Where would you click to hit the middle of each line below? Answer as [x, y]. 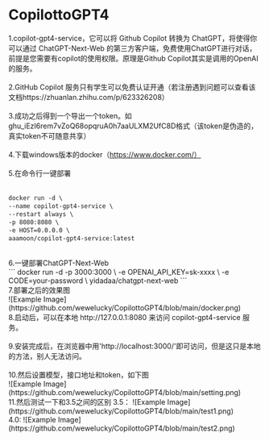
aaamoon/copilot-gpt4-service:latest [72, 238]
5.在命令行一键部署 [39, 173]
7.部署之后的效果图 [39, 290]
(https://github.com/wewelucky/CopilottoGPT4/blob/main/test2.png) [122, 428]
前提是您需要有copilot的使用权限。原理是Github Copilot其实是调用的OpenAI [134, 58]
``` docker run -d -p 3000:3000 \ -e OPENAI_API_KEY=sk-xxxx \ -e [119, 272]
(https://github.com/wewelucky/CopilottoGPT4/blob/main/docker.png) [125, 307]
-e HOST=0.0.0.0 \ [39, 230]
